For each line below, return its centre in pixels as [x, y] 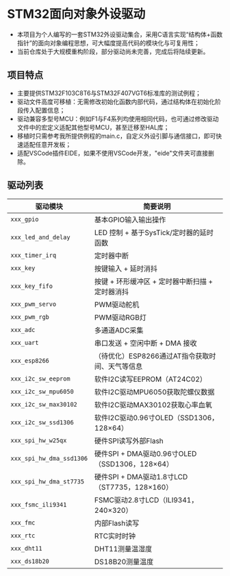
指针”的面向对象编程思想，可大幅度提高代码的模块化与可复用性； [108, 43]
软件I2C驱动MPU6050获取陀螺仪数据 [155, 392]
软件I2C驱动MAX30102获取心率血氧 [153, 405]
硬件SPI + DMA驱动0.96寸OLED [146, 453]
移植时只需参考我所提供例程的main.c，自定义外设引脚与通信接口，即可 [116, 136]
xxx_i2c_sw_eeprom [40, 379]
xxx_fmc [23, 523]
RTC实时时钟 [115, 536]
